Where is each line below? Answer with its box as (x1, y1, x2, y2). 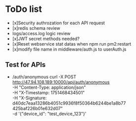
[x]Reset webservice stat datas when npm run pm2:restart (12, 41, 132, 47)
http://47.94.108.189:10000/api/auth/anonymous (12, 79, 110, 85)
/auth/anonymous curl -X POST (12, 73, 77, 80)
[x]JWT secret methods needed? (12, 36, 80, 42)
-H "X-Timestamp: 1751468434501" (12, 89, 85, 95)
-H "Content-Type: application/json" (12, 84, 86, 90)
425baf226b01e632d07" (12, 105, 63, 111)
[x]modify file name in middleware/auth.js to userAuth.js (12, 46, 127, 52)
